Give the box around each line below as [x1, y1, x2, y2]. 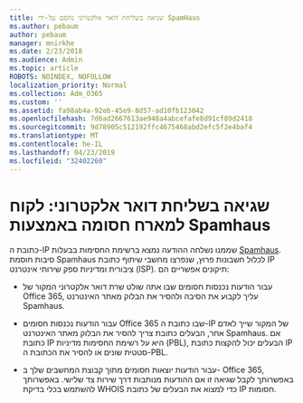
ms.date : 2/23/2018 [9, 47, 83, 56]
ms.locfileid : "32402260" [9, 156, 107, 166]
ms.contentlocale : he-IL [9, 139, 103, 149]
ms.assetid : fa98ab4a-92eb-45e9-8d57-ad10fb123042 [9, 106, 204, 115]
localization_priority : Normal [9, 81, 128, 90]
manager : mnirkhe [9, 38, 75, 48]
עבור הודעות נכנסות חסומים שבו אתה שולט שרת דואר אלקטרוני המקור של [22, 282, 273, 293]
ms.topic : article [9, 64, 79, 73]
